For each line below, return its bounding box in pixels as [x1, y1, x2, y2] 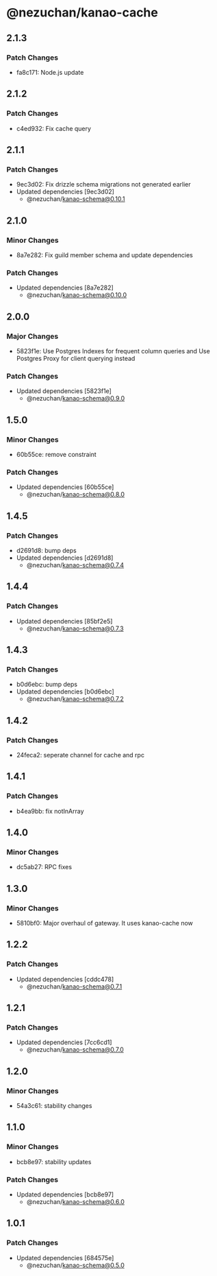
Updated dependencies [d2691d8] [16, 554, 114, 562]
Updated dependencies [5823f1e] [16, 387, 112, 395]
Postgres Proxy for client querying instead [16, 354, 136, 362]
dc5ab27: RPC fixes [16, 863, 73, 871]
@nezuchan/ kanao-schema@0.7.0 [26, 1045, 124, 1054]
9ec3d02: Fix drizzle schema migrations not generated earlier [16, 180, 191, 189]
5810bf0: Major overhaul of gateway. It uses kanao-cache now [16, 919, 193, 928]
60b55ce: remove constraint [16, 450, 97, 458]
